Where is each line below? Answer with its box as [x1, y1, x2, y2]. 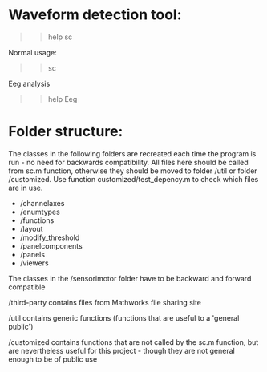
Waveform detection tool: [8, 6, 182, 24]
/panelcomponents [19, 241, 83, 250]
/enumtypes [19, 207, 60, 216]
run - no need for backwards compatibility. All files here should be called [8, 157, 249, 167]
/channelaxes [19, 198, 65, 208]
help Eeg [47, 94, 78, 103]
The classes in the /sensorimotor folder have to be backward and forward [8, 273, 252, 283]
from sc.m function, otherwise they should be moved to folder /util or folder [8, 166, 258, 176]
